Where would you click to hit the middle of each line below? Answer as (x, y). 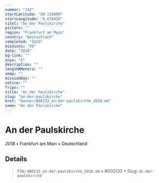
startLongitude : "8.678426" (34, 19)
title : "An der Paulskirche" (35, 92)
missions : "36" (21, 46)
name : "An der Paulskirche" (34, 106)
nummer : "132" (20, 10)
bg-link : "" (17, 55)
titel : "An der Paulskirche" (35, 23)
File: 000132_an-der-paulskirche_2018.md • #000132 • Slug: (77, 171)
